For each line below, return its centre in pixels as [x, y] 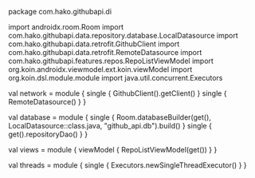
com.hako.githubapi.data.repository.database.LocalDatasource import [124, 36]
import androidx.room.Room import [66, 27]
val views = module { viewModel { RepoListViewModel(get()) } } [113, 150]
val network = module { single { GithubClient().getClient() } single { [118, 93]
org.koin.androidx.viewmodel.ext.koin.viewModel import [100, 69]
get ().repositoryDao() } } [48, 134]
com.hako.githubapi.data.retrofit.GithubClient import [94, 44]
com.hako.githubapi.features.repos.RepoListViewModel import [111, 61]
